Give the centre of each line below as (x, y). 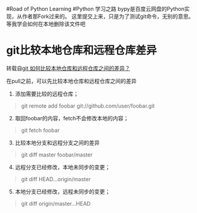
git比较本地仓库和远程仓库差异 (82, 51)
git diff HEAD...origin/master (56, 179)
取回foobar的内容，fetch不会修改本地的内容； (72, 118)
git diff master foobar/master (57, 155)
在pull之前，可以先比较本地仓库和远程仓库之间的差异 (71, 81)
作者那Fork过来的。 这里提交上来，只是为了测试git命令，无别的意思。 (108, 16)
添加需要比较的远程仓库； (47, 94)
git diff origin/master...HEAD (56, 203)
